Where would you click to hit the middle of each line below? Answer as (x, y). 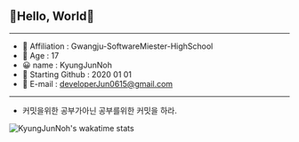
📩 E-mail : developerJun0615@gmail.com (97, 83)
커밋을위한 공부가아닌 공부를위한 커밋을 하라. (100, 110)
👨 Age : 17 (40, 55)
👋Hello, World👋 (52, 16)
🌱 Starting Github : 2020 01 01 (77, 74)
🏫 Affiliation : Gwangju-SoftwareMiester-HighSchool (117, 46)
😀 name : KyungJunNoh (67, 65)
